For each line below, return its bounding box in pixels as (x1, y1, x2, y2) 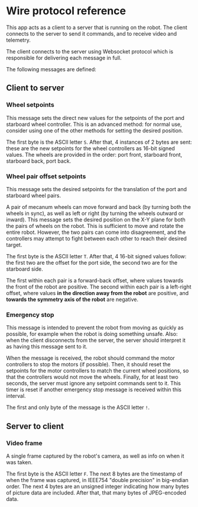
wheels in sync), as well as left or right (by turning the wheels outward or (6, 210, 184, 217)
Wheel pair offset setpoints (6, 172, 86, 180)
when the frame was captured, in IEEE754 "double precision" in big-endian (6, 476, 189, 483)
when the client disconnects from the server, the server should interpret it (6, 337, 186, 344)
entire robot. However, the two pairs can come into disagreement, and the (6, 229, 186, 236)
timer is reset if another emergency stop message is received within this (6, 386, 182, 393)
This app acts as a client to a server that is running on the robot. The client (6, 24, 187, 31)
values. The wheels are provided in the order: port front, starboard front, (6, 151, 183, 158)
